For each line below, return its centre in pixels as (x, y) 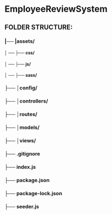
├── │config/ (21, 88)
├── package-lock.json (33, 193)
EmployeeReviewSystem (56, 9)
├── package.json (27, 180)
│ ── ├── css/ (20, 53)
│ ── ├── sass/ (21, 75)
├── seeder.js (22, 206)
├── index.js (20, 167)
